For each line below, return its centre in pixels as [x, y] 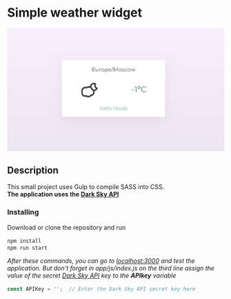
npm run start [28, 248]
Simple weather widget [75, 13]
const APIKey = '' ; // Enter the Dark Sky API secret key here [101, 289]
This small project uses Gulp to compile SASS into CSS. [86, 187]
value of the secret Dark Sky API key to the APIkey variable [92, 275]
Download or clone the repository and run [67, 227]
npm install [24, 241]
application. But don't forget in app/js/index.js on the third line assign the [111, 268]
